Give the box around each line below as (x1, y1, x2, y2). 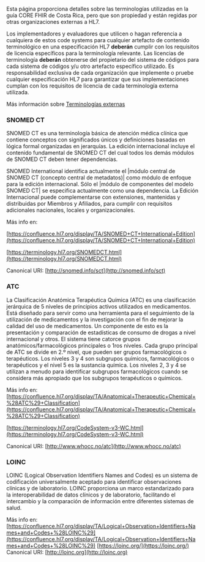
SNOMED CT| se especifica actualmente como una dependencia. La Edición (6, 187, 199, 195)
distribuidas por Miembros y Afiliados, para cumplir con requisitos (6, 200, 173, 208)
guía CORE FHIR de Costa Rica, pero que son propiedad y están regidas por (6, 12, 198, 19)
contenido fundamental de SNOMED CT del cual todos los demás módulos (6, 149, 195, 157)
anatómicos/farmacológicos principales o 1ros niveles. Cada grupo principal (6, 342, 198, 349)
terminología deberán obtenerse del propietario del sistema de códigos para (6, 56, 199, 63)
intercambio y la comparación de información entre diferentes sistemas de (6, 497, 194, 504)
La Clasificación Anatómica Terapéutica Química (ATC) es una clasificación (6, 296, 196, 304)
